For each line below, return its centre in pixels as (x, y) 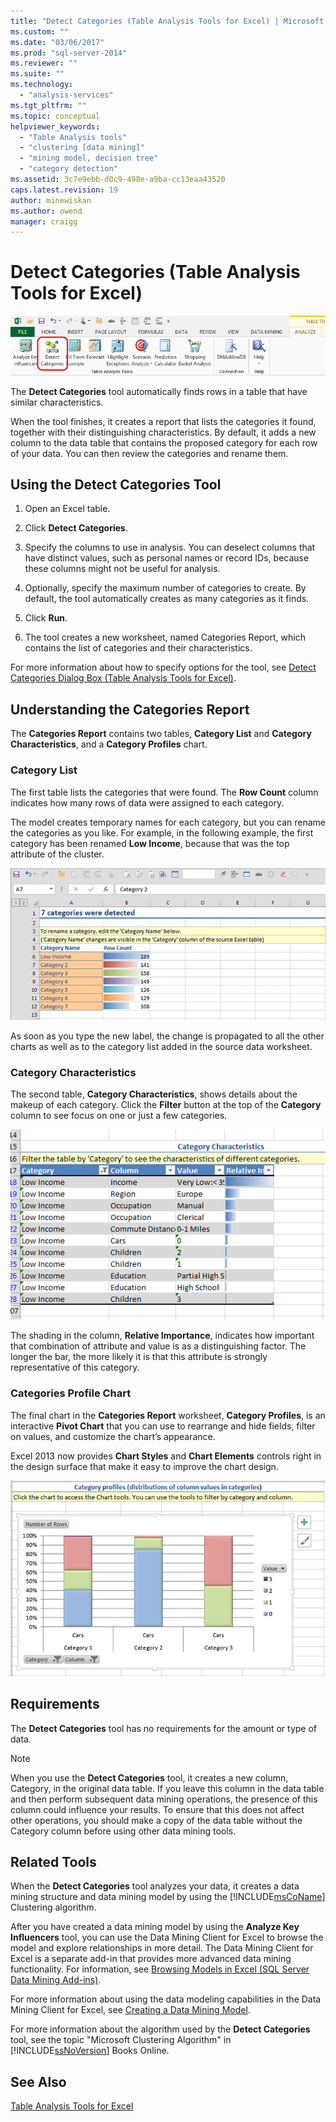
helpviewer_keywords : (55, 126)
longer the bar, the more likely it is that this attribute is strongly (139, 1357)
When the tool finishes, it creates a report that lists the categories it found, (163, 421)
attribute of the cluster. (57, 854)
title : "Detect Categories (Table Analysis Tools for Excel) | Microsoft (167, 21)
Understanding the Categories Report (130, 709)
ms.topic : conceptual (55, 116)
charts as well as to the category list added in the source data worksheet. (161, 1047)
